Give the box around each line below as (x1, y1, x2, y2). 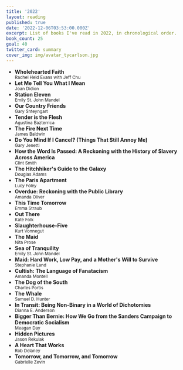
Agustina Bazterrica (14, 119, 55, 126)
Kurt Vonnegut (14, 228, 44, 234)
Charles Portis (14, 285, 44, 290)
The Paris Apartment (14, 176, 67, 183)
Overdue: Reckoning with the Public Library (14, 188, 123, 195)
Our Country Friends (14, 102, 66, 109)
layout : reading (6, 14, 46, 20)
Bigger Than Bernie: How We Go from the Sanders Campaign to (14, 313, 172, 320)
